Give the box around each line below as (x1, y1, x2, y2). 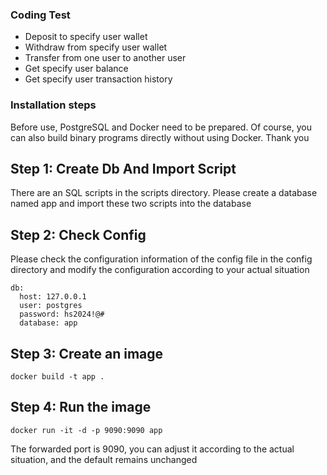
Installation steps (10, 98, 97, 112)
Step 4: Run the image (10, 399, 152, 416)
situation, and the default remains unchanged (10, 453, 198, 465)
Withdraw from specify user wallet (24, 41, 168, 53)
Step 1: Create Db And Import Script (10, 160, 237, 177)
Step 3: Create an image (10, 345, 164, 362)
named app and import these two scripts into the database (10, 198, 252, 210)
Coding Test (10, 8, 71, 22)
